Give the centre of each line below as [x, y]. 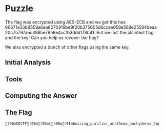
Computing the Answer [41, 96]
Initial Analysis [28, 62]
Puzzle [19, 9]
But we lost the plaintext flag [125, 32]
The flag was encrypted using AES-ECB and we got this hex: [66, 22]
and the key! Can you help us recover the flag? [52, 38]
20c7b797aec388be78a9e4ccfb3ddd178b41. [50, 32]
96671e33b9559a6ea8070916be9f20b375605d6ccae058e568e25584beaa [81, 27]
